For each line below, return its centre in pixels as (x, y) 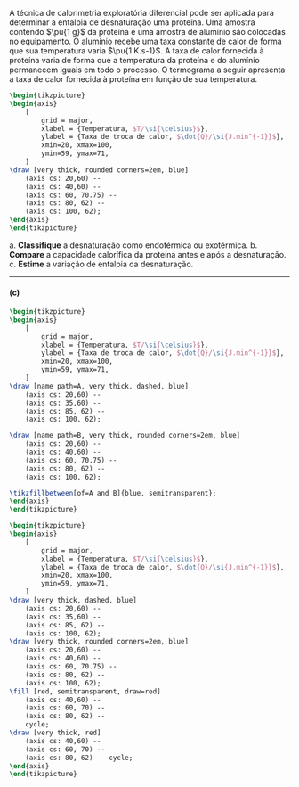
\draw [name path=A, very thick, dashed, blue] (99, 386)
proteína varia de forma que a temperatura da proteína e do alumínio (134, 60)
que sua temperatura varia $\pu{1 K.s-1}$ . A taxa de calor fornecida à (137, 51)
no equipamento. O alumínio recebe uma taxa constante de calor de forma (145, 41)
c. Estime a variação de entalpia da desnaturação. (101, 264)
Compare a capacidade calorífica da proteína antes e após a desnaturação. (148, 254)
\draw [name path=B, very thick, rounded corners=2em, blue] (125, 436)
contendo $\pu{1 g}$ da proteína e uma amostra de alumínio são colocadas (148, 32)
